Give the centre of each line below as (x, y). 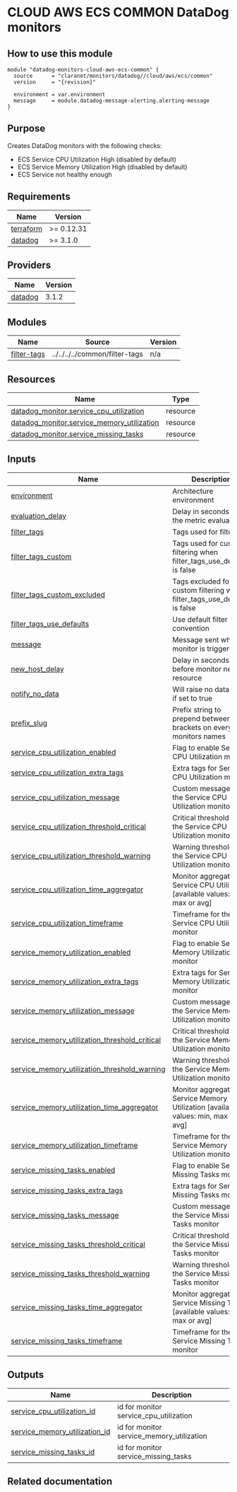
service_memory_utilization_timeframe (74, 1145)
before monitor (197, 668)
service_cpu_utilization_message (65, 797)
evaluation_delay (39, 516)
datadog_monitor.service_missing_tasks (77, 434)
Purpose (26, 129)
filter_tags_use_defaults (50, 624)
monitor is (189, 649)
